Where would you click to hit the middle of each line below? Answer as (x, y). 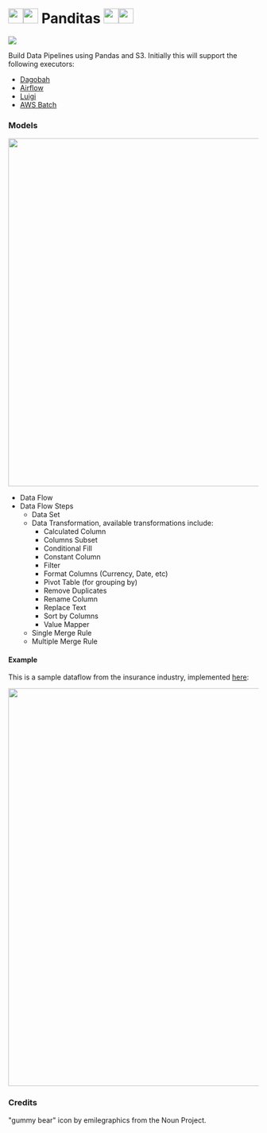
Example (23, 660)
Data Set (46, 515)
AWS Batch (38, 104)
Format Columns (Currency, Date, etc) (106, 574)
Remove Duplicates (75, 591)
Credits (23, 1103)
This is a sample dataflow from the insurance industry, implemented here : (129, 677)
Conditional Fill (68, 548)
